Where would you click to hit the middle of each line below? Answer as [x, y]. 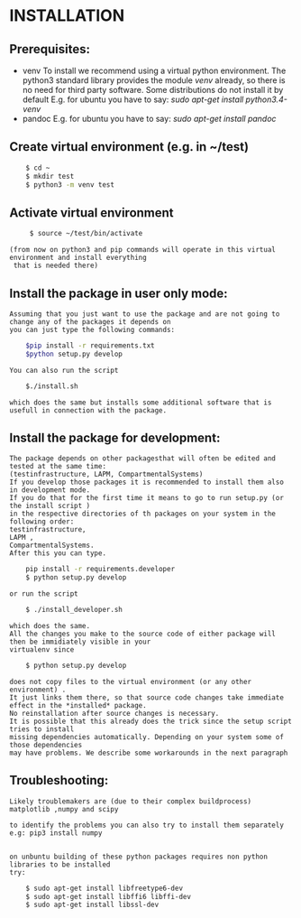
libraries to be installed [60, 864]
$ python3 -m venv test [70, 185]
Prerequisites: [50, 49]
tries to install [42, 729]
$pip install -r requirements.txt [90, 345]
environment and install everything [78, 258]
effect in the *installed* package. [78, 705]
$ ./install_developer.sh [74, 610]
